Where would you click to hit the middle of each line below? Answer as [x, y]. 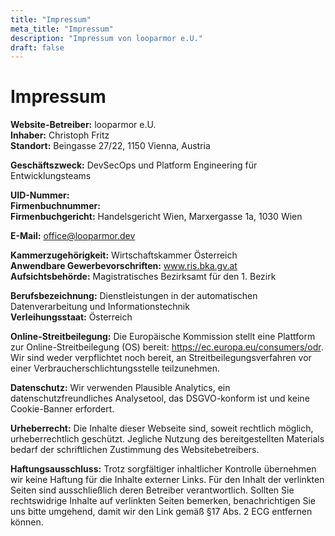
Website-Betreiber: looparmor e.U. [83, 125]
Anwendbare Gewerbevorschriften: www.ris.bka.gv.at [124, 266]
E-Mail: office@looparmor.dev [73, 236]
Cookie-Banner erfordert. [62, 409]
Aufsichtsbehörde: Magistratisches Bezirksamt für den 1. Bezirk [143, 277]
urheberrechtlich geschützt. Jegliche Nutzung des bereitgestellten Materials [167, 439]
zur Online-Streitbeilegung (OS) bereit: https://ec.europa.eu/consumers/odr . [167, 347]
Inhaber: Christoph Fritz [60, 135]
